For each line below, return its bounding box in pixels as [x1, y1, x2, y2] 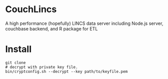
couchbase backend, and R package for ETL [5, 25, 98, 31]
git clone [5, 60, 26, 65]
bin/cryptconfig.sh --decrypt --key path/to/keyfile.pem [5, 69, 128, 74]
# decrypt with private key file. [5, 64, 78, 69]
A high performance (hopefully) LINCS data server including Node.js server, [5, 20, 163, 26]
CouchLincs [5, 4, 57, 15]
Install [5, 44, 32, 55]
